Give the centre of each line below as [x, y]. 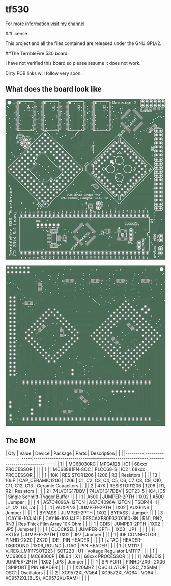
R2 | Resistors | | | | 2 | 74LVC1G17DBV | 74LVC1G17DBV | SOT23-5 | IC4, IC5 [85, 491]
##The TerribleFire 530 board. [37, 53]
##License [17, 33]
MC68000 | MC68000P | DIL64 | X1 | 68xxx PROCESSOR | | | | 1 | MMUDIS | [85, 556]
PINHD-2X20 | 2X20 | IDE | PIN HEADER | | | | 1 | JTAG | [63, 540]
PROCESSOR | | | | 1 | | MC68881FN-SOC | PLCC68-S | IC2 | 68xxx [75, 469]
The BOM [20, 441]
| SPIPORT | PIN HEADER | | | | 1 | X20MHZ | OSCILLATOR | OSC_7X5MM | [83, 567]
